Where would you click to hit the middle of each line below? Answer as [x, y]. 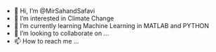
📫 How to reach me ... [46, 41]
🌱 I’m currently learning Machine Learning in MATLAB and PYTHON [111, 26]
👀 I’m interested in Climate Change [64, 18]
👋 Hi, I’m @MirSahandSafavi [54, 11]
